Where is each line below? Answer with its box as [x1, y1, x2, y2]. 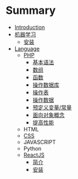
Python [23, 145, 42, 152]
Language [14, 45, 40, 52]
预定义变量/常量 [32, 104, 72, 111]
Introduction [14, 24, 45, 31]
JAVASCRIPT [23, 138, 56, 145]
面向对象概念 [32, 111, 65, 118]
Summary [5, 4, 56, 17]
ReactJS [23, 151, 45, 159]
